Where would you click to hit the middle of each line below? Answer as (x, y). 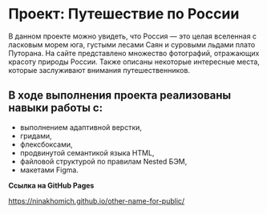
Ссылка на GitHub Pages (51, 185)
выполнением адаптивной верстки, (81, 127)
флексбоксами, (46, 144)
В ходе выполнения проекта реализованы (120, 96)
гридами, (36, 135)
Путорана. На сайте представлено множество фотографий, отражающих (134, 53)
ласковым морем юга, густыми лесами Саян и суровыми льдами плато (132, 44)
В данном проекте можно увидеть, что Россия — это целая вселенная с (133, 36)
